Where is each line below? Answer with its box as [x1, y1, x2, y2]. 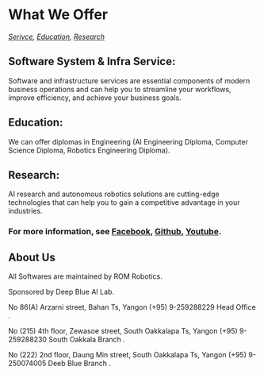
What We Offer [8, 6, 109, 24]
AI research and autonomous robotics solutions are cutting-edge [8, 189, 220, 199]
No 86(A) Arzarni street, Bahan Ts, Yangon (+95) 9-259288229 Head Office [8, 303, 256, 312]
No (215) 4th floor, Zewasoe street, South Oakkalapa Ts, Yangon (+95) [8, 326, 238, 336]
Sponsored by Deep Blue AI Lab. [8, 287, 115, 297]
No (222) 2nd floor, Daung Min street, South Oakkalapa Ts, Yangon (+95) [8, 350, 247, 360]
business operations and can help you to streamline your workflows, [8, 84, 231, 94]
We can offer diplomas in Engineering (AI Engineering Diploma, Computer [8, 137, 248, 146]
